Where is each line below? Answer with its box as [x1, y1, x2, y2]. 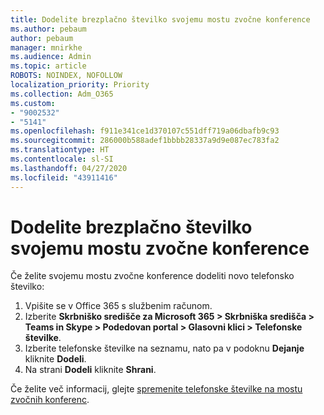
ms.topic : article [10, 61, 87, 71]
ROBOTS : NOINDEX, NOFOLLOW [10, 71, 123, 81]
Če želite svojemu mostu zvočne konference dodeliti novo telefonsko [10, 270, 295, 282]
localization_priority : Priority [10, 80, 150, 90]
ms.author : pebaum [10, 24, 87, 34]
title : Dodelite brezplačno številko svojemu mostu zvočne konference [10, 14, 311, 25]
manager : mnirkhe [10, 42, 83, 53]
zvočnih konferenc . [10, 394, 90, 406]
